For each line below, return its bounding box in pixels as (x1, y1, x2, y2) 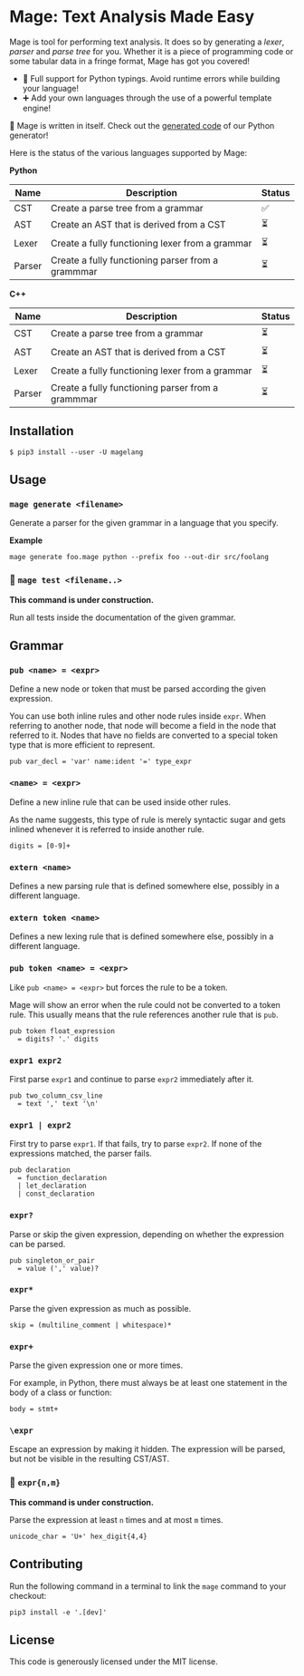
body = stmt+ (9, 1405, 59, 1414)
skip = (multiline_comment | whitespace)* (9, 1321, 172, 1330)
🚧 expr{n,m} (9, 1476, 61, 1488)
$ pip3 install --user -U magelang (9, 447, 144, 457)
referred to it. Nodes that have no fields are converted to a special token (9, 730, 279, 741)
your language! (22, 82, 80, 93)
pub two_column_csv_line (9, 1090, 103, 1100)
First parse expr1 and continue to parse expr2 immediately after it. (9, 1073, 254, 1084)
